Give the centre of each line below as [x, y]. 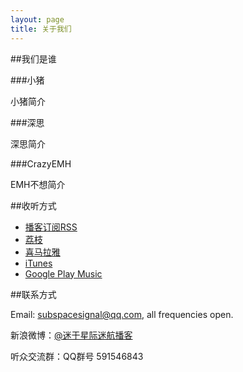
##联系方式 [33, 294]
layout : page [37, 19]
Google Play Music [63, 273]
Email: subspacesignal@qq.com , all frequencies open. [122, 314]
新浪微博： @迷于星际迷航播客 [71, 335]
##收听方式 [33, 205]
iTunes [38, 263]
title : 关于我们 [41, 29]
